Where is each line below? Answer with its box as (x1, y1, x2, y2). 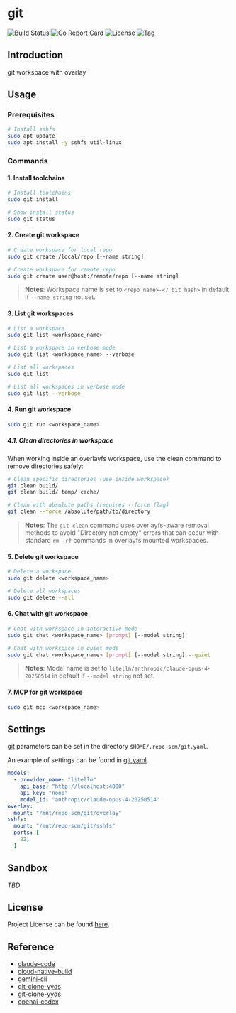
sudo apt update (7, 133, 55, 140)
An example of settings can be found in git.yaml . (7, 756, 149, 764)
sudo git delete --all (7, 594, 74, 601)
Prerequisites (7, 110, 55, 120)
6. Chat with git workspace (7, 610, 89, 618)
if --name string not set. (24, 293, 96, 301)
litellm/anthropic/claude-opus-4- (108, 666, 211, 673)
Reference (7, 941, 55, 953)
